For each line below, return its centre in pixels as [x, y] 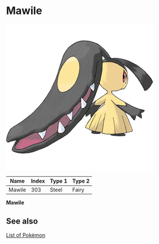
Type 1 [58, 181]
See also [22, 221]
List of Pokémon [26, 235]
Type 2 [81, 181]
